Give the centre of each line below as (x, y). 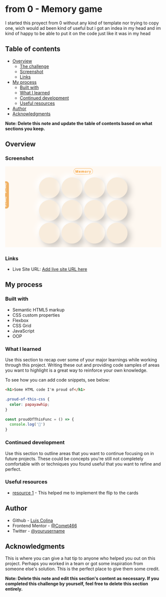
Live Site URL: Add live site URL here (50, 269)
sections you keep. (25, 129)
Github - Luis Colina (33, 520)
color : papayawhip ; (30, 404)
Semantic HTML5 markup (38, 310)
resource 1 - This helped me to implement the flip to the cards (75, 493)
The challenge (34, 66)
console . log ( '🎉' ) (28, 425)
